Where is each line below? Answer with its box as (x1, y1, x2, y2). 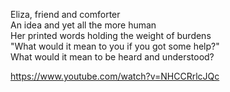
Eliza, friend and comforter (10, 9, 121, 20)
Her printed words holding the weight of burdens (10, 30, 212, 41)
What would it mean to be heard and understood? (10, 51, 215, 63)
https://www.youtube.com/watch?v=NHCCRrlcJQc (10, 70, 220, 82)
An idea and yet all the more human (10, 19, 157, 31)
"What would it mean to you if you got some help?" (10, 40, 220, 52)
